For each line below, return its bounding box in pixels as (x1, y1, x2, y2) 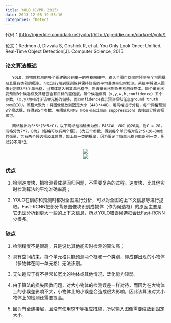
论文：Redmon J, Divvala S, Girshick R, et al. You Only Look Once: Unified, (5, 43, 162, 49)
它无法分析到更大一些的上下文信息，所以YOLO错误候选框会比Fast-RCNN (12, 210, 165, 216)
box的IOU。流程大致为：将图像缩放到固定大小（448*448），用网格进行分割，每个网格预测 (5, 102, 166, 108)
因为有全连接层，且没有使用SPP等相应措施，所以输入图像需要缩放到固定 (12, 306, 165, 312)
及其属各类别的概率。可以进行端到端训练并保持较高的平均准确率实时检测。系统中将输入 (5, 80, 161, 86)
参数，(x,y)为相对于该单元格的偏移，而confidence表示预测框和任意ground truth (5, 97, 158, 102)
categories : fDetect (5, 17, 50, 22)
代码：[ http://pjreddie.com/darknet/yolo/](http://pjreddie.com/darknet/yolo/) (5, 32, 166, 38)
